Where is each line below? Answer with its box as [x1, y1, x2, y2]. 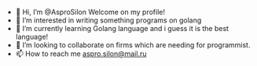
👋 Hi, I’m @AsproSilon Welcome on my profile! [15, 8, 165, 16]
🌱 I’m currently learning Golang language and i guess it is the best [15, 24, 229, 33]
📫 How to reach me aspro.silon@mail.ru [15, 49, 147, 58]
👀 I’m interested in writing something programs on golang [15, 16, 202, 25]
